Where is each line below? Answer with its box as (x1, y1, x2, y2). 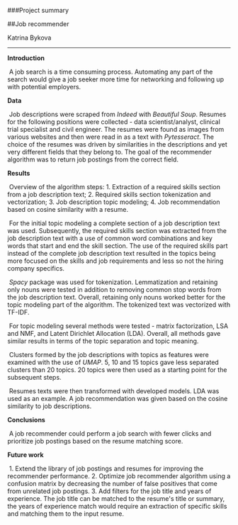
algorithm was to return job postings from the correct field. (7, 155, 179, 164)
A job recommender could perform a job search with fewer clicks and (8, 429, 212, 438)
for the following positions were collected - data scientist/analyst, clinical (7, 118, 221, 126)
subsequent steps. (7, 373, 62, 381)
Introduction (7, 54, 45, 62)
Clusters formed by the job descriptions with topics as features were (8, 351, 209, 359)
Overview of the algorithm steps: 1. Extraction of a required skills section (8, 183, 221, 191)
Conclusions (7, 416, 46, 424)
